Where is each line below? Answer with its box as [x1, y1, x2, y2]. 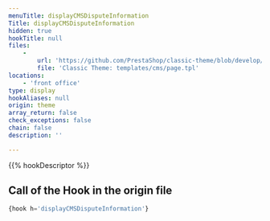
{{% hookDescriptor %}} [8, 160, 90, 170]
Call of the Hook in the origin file [8, 184, 173, 198]
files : [8, 42, 31, 50]
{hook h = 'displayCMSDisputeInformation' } [8, 205, 149, 213]
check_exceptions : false [8, 117, 92, 125]
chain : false [8, 124, 52, 132]
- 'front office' [22, 79, 81, 87]
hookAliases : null [8, 94, 70, 102]
